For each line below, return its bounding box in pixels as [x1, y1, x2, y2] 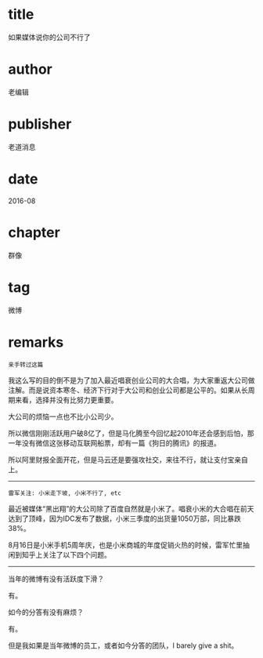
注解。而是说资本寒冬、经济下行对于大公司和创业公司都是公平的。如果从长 [8, 385, 248, 394]
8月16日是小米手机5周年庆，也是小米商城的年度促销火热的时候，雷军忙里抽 [8, 540, 250, 550]
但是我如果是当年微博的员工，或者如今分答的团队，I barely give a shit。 [8, 641, 239, 650]
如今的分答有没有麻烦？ [8, 607, 84, 616]
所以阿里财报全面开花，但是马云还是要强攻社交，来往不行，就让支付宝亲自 [8, 455, 248, 464]
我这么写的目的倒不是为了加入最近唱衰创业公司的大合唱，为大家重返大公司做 [8, 375, 255, 385]
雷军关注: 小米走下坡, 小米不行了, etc [8, 489, 121, 497]
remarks [8, 333, 64, 351]
